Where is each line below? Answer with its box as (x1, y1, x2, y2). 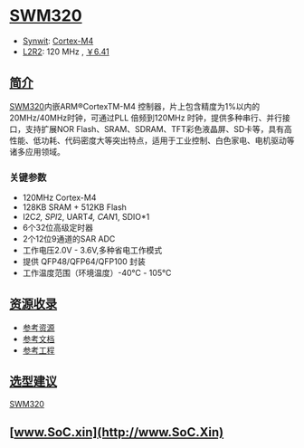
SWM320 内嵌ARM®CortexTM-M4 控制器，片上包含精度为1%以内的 (9, 100, 261, 111)
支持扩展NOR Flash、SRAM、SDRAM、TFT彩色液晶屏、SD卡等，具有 (24, 123, 285, 134)
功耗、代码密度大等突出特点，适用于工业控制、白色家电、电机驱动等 (40, 135, 295, 146)
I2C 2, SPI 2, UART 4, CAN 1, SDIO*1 (22, 212, 150, 223)
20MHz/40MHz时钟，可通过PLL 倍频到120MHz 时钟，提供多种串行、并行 (9, 112, 283, 123)
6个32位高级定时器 (22, 223, 93, 234)
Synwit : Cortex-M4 (22, 35, 94, 46)
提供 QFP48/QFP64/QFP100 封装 (22, 256, 147, 267)
